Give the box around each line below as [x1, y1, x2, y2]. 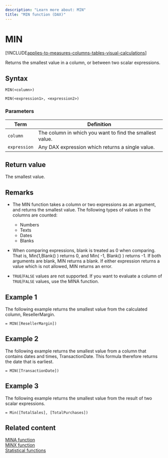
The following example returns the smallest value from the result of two [5, 395, 152, 401]
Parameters [5, 108, 34, 115]
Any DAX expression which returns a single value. [38, 143, 155, 150]
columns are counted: [12, 212, 57, 218]
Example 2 [5, 334, 38, 343]
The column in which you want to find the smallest [38, 129, 156, 136]
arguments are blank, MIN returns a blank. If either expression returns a [12, 258, 160, 264]
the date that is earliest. [5, 358, 54, 364]
